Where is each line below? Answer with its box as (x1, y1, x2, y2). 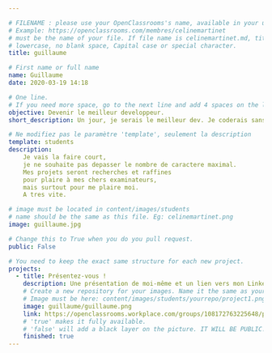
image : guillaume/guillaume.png (23, 302, 132, 310)
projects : (8, 265, 42, 273)
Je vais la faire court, (23, 153, 107, 161)
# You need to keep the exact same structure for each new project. (8, 257, 244, 266)
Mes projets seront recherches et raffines (23, 168, 172, 176)
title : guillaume (8, 49, 67, 57)
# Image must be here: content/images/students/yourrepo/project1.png (23, 295, 266, 303)
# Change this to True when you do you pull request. (8, 235, 194, 243)
